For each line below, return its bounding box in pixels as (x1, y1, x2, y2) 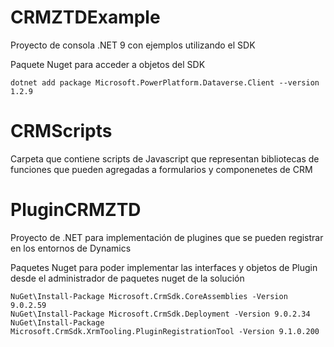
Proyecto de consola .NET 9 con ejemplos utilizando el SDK (10, 39, 256, 51)
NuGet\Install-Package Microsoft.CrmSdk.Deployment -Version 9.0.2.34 (10, 309, 311, 319)
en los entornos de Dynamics (10, 242, 132, 254)
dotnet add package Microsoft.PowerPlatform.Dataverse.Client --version (10, 77, 320, 88)
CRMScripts (10, 120, 113, 143)
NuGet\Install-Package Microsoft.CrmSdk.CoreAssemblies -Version (10, 291, 288, 301)
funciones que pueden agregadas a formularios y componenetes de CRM (10, 163, 313, 175)
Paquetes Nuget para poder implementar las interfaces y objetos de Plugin (10, 261, 318, 273)
